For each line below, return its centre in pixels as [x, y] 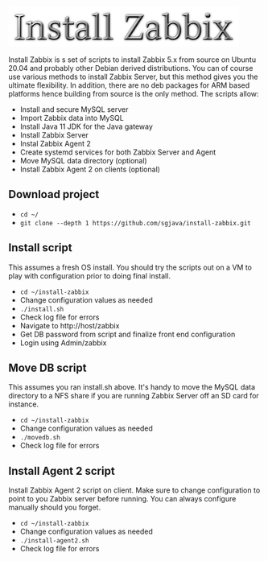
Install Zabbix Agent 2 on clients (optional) [90, 169]
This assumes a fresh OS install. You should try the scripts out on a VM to [130, 267]
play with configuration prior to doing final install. [90, 275]
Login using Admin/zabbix [63, 342]
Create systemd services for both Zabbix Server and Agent [118, 152]
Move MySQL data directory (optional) [83, 161]
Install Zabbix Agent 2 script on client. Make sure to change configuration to [134, 490]
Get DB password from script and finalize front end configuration [128, 334]
